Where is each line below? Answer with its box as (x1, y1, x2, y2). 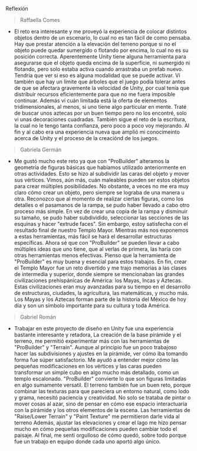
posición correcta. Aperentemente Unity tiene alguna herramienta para (14, 53, 186, 60)
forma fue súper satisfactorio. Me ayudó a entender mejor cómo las (14, 356, 179, 363)
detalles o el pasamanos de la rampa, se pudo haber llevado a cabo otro (14, 202, 190, 209)
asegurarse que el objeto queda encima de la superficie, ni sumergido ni (14, 59, 191, 66)
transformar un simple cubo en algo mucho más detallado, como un (14, 369, 179, 376)
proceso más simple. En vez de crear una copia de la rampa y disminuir (14, 208, 188, 215)
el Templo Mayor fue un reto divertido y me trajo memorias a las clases (14, 264, 187, 271)
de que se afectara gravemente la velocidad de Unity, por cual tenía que (14, 85, 190, 91)
